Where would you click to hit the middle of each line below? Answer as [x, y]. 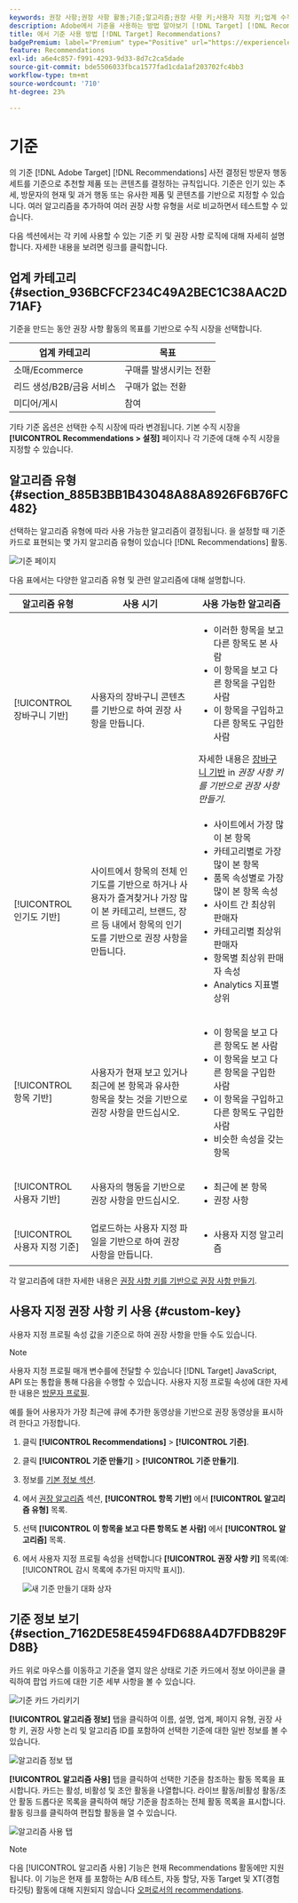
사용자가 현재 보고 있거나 [139, 1072]
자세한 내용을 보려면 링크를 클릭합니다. [102, 247]
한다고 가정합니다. [49, 1423]
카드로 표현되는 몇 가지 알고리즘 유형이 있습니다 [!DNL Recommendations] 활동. [149, 542]
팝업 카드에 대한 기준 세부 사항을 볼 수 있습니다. [114, 1681]
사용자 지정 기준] [47, 1248]
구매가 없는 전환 [155, 387]
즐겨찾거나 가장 [147, 898]
